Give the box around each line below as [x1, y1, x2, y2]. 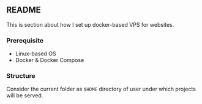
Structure [6, 72, 36, 80]
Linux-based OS [15, 50, 56, 57]
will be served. [6, 92, 43, 99]
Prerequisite [6, 36, 44, 44]
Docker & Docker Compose [15, 57, 84, 64]
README [6, 5, 41, 15]
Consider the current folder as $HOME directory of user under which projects [6, 85, 196, 93]
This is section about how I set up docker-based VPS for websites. [6, 21, 174, 28]
